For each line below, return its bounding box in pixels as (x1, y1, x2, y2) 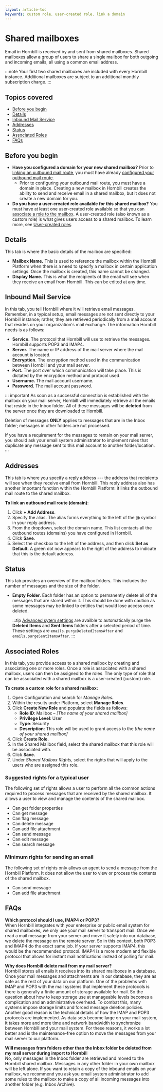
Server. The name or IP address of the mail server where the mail (12, 346, 144, 352)
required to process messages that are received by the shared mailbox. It (5, 791, 152, 797)
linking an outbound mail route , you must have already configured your (12, 169, 154, 176)
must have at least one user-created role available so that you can (12, 206, 145, 212)
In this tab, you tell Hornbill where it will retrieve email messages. (5, 306, 135, 312)
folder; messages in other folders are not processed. (5, 422, 110, 428)
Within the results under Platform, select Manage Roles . (12, 700, 125, 706)
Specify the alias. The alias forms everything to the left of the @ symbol (12, 514, 156, 520)
